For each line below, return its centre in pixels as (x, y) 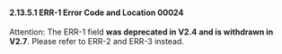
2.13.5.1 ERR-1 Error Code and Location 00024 (97, 12)
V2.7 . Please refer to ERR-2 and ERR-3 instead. (97, 42)
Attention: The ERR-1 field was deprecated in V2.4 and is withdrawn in (141, 32)
